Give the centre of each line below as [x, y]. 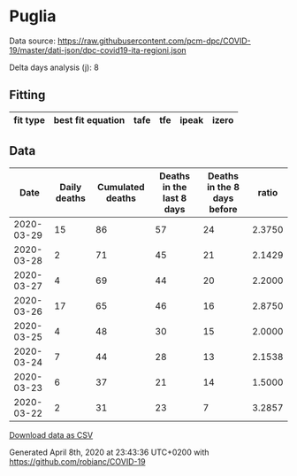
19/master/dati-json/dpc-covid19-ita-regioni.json [98, 50]
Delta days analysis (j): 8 [54, 67]
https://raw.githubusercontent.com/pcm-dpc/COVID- [154, 41]
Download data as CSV [51, 434]
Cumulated [121, 187]
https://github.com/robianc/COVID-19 [77, 461]
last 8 [175, 198]
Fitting [27, 95]
